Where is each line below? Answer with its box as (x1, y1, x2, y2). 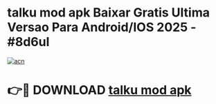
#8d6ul (7, 34, 50, 50)
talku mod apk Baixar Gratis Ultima (7, 5, 210, 21)
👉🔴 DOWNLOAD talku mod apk (7, 83, 192, 98)
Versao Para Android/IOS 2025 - (7, 19, 197, 35)
